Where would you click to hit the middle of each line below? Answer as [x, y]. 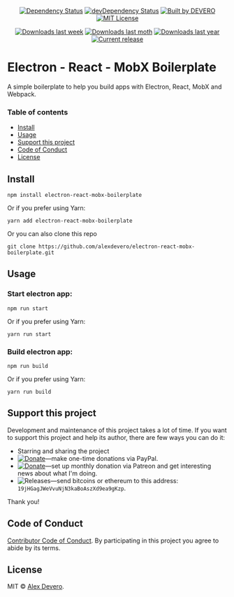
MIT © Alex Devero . [36, 587]
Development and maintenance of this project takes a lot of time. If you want [117, 430]
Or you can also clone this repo [52, 234]
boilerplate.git [31, 253]
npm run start [28, 308]
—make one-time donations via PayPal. [102, 458]
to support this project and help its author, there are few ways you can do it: [116, 437]
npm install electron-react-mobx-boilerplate [74, 196]
